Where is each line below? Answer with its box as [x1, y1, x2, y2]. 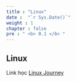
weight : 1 [6, 20, 34, 26]
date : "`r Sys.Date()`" [6, 14, 71, 20]
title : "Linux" [6, 8, 47, 15]
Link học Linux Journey [6, 69, 64, 76]
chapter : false [6, 25, 47, 32]
